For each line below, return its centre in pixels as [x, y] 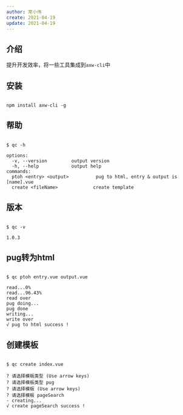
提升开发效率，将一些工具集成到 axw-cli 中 [58, 65]
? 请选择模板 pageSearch [35, 396]
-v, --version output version [61, 161]
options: [17, 155]
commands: [19, 171]
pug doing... [23, 304]
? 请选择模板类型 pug [30, 383]
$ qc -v [16, 227]
